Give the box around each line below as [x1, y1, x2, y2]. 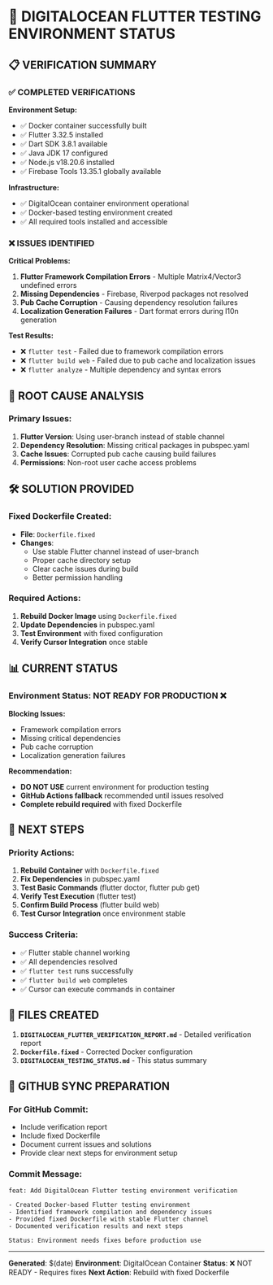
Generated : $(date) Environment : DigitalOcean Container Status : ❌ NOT [8, 1258, 253, 1268]
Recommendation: [8, 766, 72, 776]
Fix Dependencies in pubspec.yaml [19, 874, 141, 884]
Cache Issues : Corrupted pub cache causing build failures [19, 449, 217, 459]
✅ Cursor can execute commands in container [19, 984, 175, 994]
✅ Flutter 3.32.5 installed [19, 129, 104, 139]
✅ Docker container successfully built [19, 120, 148, 130]
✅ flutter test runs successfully [19, 965, 134, 975]
